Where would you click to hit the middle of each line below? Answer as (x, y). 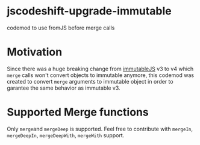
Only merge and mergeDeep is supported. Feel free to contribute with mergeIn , (100, 129)
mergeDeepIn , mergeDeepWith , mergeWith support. (66, 135)
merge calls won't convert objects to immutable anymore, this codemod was (101, 75)
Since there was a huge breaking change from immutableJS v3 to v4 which (100, 69)
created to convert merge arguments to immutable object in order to (90, 81)
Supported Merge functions (78, 112)
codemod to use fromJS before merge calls (61, 28)
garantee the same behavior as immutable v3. (64, 88)
